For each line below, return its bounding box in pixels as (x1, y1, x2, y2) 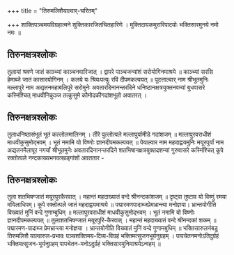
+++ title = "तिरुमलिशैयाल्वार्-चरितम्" (7, 7, 97, 15)
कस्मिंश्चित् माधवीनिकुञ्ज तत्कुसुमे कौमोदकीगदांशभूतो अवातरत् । (7, 91, 148, 99)
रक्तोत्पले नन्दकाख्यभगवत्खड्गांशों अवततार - (7, 153, 104, 162)
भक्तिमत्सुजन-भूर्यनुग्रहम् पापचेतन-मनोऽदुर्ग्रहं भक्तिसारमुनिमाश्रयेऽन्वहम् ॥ (7, 240, 162, 248)
